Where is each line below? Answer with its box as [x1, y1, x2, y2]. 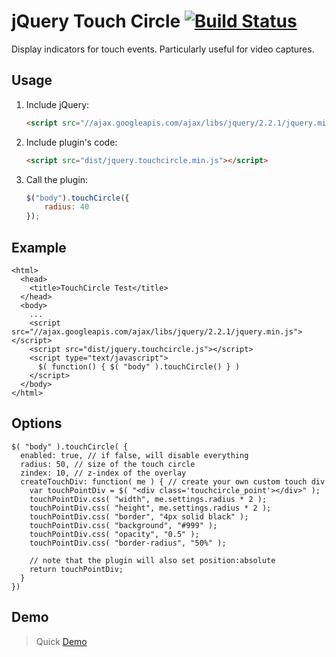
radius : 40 [44, 202, 90, 212]
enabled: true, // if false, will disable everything [20, 450, 249, 460]
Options [11, 415, 63, 432]
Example [11, 239, 67, 256]
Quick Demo [35, 635, 88, 647]
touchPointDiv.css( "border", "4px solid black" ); [29, 511, 249, 522]
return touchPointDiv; [29, 564, 124, 574]
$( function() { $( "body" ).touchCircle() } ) [37, 361, 241, 372]
